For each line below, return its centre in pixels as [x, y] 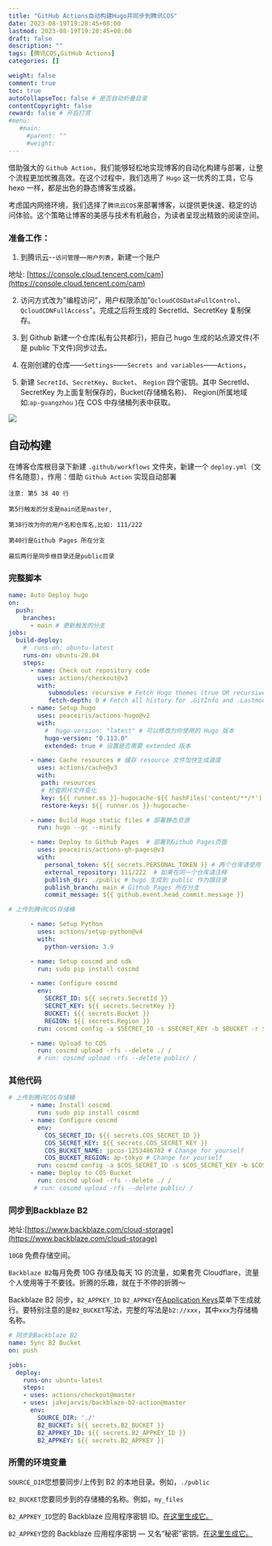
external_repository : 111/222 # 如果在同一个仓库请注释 [136, 872]
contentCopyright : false [50, 106]
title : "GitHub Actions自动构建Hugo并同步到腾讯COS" [93, 16]
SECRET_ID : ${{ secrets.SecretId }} [106, 999]
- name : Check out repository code [90, 670]
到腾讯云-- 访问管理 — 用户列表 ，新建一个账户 [90, 257]
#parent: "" [47, 136]
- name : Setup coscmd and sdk [81, 961]
